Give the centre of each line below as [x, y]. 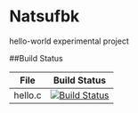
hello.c [28, 95]
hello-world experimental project [69, 41]
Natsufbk [45, 16]
